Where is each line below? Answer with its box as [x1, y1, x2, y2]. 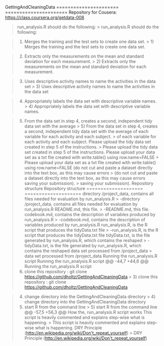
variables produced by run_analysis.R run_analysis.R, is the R [24, 222, 148, 228]
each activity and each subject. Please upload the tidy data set [24, 139, 151, 145]
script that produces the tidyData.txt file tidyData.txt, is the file [24, 232, 150, 238]
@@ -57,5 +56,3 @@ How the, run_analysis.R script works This [24, 309, 152, 315]
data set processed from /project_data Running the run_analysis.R [24, 253, 158, 259]
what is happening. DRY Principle [35, 325, 102, 330]
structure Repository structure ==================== [24, 186, 143, 191]
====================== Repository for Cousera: [5, 9, 117, 15]
